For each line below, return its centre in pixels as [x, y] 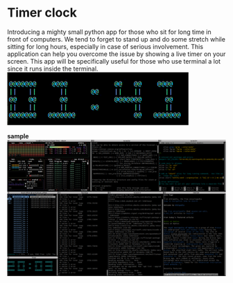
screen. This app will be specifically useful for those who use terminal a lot [114, 61]
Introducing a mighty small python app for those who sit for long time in [109, 32]
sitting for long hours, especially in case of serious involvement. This [105, 46]
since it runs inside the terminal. [53, 69]
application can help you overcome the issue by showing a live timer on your [116, 54]
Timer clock [42, 13]
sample [18, 136]
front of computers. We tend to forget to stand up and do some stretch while [116, 39]
